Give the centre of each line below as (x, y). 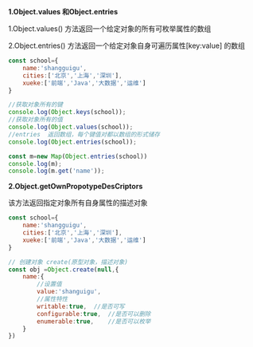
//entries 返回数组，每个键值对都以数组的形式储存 (84, 134)
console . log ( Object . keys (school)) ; (67, 112)
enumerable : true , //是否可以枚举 (94, 321)
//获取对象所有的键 (36, 105)
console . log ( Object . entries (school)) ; (72, 142)
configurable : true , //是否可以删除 (94, 313)
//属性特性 (53, 299)
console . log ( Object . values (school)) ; (71, 127)
